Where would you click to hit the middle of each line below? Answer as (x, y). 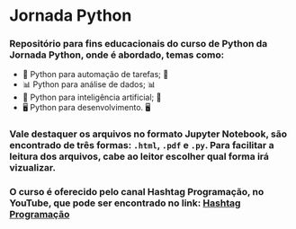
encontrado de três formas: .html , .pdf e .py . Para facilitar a (142, 145)
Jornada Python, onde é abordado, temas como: (117, 55)
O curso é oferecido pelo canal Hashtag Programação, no (137, 192)
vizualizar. (33, 168)
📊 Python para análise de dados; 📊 (89, 84)
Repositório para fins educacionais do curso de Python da (139, 44)
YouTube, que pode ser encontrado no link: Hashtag (125, 203)
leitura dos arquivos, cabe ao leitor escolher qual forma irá (139, 156)
